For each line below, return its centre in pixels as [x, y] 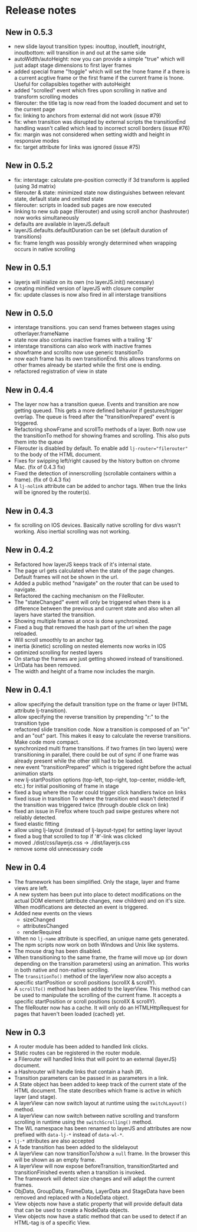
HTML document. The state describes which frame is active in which [98, 1091]
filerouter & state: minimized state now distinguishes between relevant [99, 192]
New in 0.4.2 [29, 550]
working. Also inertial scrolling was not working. [72, 532]
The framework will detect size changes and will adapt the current [94, 1179]
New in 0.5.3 [29, 32]
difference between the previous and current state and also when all [97, 608]
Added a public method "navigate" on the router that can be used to [96, 583]
